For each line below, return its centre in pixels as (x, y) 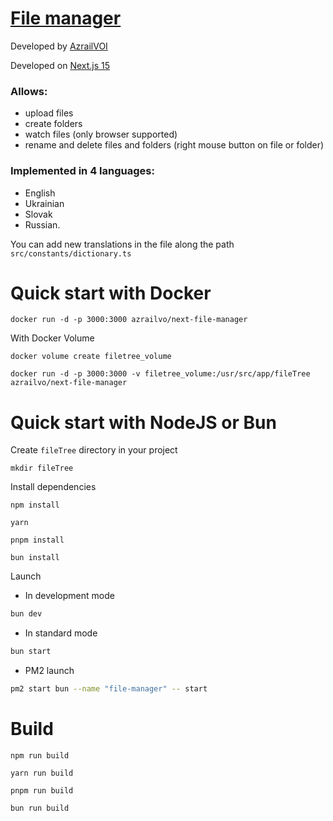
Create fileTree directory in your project (94, 450)
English (40, 193)
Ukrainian (44, 203)
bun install (35, 558)
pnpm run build (42, 790)
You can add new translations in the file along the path (122, 244)
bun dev (26, 614)
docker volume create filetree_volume (91, 357)
